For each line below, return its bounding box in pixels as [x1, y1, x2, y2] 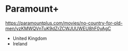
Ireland [12, 40, 28, 46]
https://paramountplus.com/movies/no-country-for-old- [5, 20, 123, 26]
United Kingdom [12, 35, 47, 41]
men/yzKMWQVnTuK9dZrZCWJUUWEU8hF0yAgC [5, 25, 111, 31]
